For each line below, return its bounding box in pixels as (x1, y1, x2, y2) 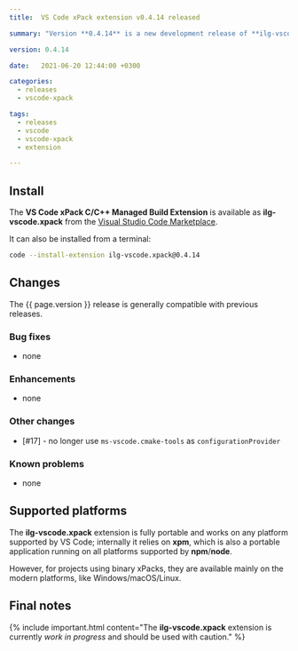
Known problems (9, 457, 84, 470)
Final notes (9, 599, 72, 614)
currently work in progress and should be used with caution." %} (9, 631, 246, 642)
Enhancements (9, 372, 76, 385)
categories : (9, 77, 53, 86)
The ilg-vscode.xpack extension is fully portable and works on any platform (9, 527, 288, 537)
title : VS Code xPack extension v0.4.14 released (9, 12, 200, 22)
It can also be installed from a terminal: (9, 234, 152, 244)
